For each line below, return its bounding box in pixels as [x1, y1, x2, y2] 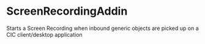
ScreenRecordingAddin [6, 4, 128, 18]
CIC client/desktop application [6, 31, 83, 38]
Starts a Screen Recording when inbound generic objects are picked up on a [6, 24, 199, 32]
